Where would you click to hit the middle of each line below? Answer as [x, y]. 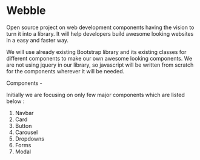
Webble [26, 11]
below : [15, 101]
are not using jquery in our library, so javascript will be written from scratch [100, 65]
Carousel [26, 132]
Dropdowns [29, 138]
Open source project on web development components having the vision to [100, 27]
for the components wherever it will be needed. [65, 71]
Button [23, 125]
